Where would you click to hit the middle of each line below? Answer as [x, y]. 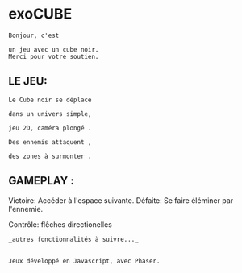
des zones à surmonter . [50, 156]
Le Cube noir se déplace [50, 100]
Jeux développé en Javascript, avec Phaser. [84, 261]
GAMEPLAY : [41, 181]
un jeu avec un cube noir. [54, 49]
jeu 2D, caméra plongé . [50, 128]
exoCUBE [40, 14]
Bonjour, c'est [34, 35]
